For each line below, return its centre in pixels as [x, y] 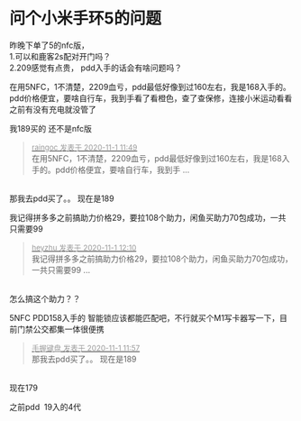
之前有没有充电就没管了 [53, 109]
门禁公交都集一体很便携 [60, 329]
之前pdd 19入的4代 [46, 407]
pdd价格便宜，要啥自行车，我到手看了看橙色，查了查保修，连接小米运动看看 [151, 98]
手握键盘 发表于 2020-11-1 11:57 [86, 348]
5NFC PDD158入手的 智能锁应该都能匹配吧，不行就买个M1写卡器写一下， [145, 317]
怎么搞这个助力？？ [45, 298]
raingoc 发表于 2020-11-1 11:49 [84, 147]
